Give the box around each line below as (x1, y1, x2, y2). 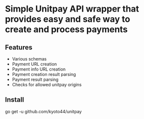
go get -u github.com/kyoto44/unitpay (5, 108, 82, 114)
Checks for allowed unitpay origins (12, 82, 82, 88)
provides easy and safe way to (5, 14, 130, 25)
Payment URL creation (12, 61, 57, 67)
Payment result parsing (12, 76, 59, 82)
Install (5, 96, 24, 104)
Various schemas (12, 56, 47, 61)
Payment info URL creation (12, 66, 66, 72)
